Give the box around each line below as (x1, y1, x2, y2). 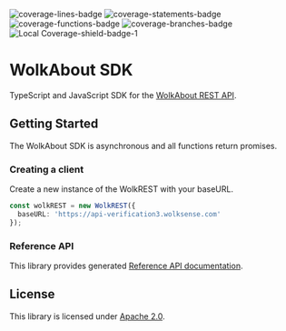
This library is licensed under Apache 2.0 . (9, 310, 165, 322)
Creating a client (9, 163, 84, 176)
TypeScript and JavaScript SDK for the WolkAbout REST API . (9, 89, 237, 100)
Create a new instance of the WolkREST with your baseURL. (9, 184, 234, 195)
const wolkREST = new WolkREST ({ (9, 201, 136, 211)
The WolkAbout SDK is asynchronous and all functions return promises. (9, 140, 278, 151)
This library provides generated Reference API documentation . (9, 260, 243, 271)
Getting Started (9, 116, 99, 132)
